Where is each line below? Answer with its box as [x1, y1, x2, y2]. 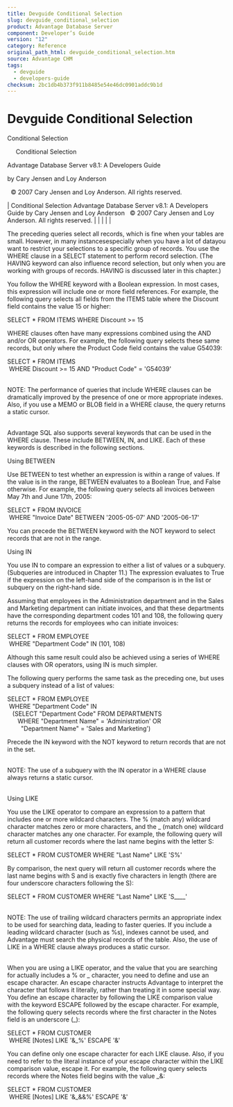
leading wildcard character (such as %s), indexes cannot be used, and [7, 928, 209, 937]
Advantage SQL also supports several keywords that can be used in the [7, 429, 212, 437]
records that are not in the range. [7, 534, 102, 543]
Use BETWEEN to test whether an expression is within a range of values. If [7, 470, 221, 479]
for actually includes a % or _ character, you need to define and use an [7, 971, 209, 980]
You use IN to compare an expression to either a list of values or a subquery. [7, 561, 226, 570]
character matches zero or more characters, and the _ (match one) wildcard [7, 823, 224, 831]
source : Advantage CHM [7, 56, 73, 63]
